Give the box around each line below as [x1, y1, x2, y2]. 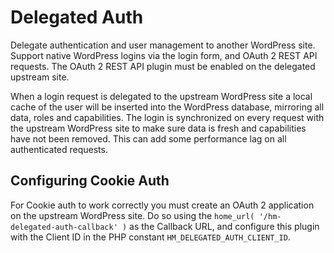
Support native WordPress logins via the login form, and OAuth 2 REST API [10, 49, 318, 61]
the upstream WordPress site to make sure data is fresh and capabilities [10, 122, 307, 134]
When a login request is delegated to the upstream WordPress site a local [10, 90, 313, 102]
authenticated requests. [10, 143, 108, 155]
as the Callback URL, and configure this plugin [129, 220, 320, 232]
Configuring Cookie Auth [10, 172, 170, 190]
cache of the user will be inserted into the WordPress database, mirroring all [10, 101, 325, 113]
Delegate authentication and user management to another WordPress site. [10, 39, 316, 51]
